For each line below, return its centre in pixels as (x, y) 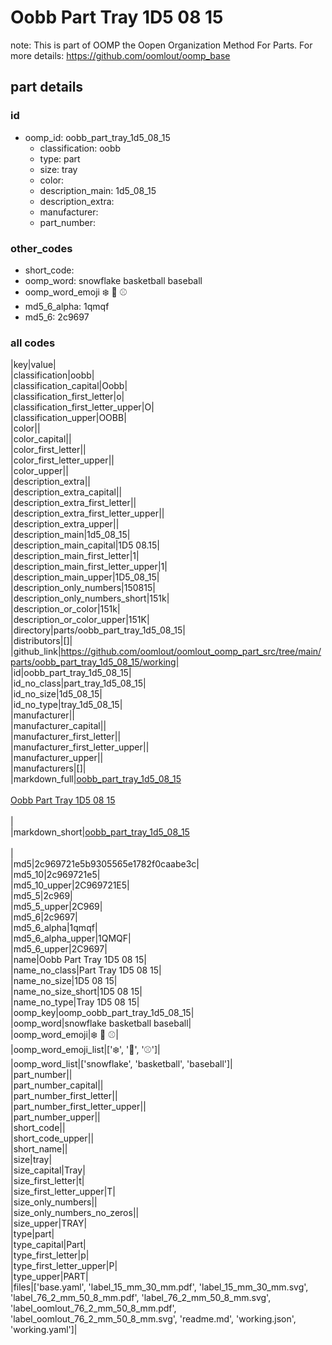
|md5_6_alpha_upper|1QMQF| (71, 938)
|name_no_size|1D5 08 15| (64, 981)
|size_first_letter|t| (47, 1181)
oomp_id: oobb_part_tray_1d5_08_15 (97, 137)
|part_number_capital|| (57, 1085)
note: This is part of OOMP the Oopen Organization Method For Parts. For (161, 45)
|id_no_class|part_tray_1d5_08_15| (78, 683)
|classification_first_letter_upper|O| (82, 407)
